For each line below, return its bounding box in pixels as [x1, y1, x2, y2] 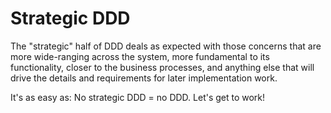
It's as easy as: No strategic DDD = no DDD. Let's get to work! [10, 91, 266, 103]
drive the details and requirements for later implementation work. [10, 72, 278, 84]
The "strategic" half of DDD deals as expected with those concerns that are [10, 40, 322, 52]
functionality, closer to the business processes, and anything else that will [10, 61, 315, 73]
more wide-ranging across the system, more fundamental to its [10, 50, 270, 62]
